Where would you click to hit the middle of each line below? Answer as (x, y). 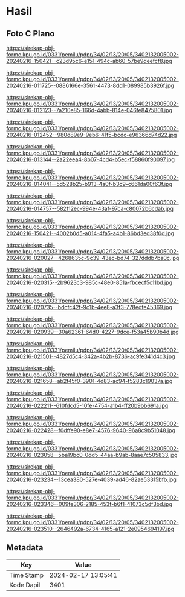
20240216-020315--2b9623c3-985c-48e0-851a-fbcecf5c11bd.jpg (89, 282)
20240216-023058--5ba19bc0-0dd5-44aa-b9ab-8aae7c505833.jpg (92, 455)
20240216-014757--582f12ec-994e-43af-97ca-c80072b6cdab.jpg (90, 208)
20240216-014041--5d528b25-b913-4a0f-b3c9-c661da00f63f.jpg (89, 184)
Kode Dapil (25, 585)
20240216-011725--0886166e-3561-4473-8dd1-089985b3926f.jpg (90, 85)
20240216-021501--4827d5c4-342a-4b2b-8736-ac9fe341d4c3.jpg (91, 356)
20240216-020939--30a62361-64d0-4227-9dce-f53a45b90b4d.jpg (92, 332)
